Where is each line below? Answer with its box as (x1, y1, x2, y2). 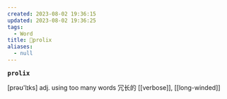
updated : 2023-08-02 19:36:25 (7, 17, 97, 24)
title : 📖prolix (7, 37, 52, 44)
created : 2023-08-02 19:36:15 (7, 10, 97, 18)
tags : (7, 23, 23, 30)
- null (13, 50, 33, 57)
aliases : (7, 43, 33, 50)
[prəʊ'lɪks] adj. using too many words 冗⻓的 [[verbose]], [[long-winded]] (7, 83, 221, 92)
